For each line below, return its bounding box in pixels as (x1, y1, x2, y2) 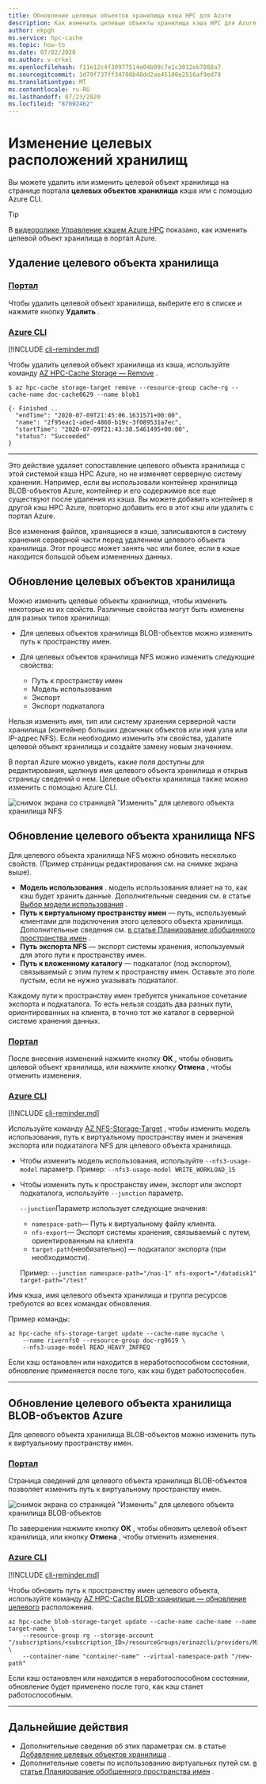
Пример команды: (8, 1314, 70, 1324)
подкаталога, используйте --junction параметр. (19, 1188, 184, 1198)
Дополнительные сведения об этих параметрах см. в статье (19, 1741, 227, 1751)
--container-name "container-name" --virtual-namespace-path (22, 1652, 228, 1660)
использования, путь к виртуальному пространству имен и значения (8, 1132, 244, 1142)
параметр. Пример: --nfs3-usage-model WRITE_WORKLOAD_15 (39, 1164, 236, 1175)
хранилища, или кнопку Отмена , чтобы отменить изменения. (8, 1532, 219, 1542)
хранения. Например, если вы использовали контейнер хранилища (8, 478, 237, 487)
